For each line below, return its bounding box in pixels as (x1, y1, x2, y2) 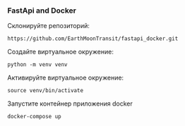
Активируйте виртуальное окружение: (7, 73, 124, 82)
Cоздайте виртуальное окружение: (7, 48, 114, 56)
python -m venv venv (7, 61, 68, 68)
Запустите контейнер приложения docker (7, 99, 133, 108)
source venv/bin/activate (7, 87, 83, 94)
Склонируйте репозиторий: (7, 22, 90, 30)
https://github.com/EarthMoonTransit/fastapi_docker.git (7, 35, 179, 42)
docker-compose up (7, 113, 61, 120)
